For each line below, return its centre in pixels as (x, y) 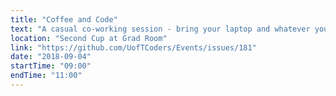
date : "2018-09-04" (51, 57)
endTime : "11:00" (46, 76)
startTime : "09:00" (51, 66)
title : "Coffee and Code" (64, 19)
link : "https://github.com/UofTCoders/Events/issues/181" (133, 47)
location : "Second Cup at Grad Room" (89, 38)
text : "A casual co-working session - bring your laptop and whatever (160, 29)
